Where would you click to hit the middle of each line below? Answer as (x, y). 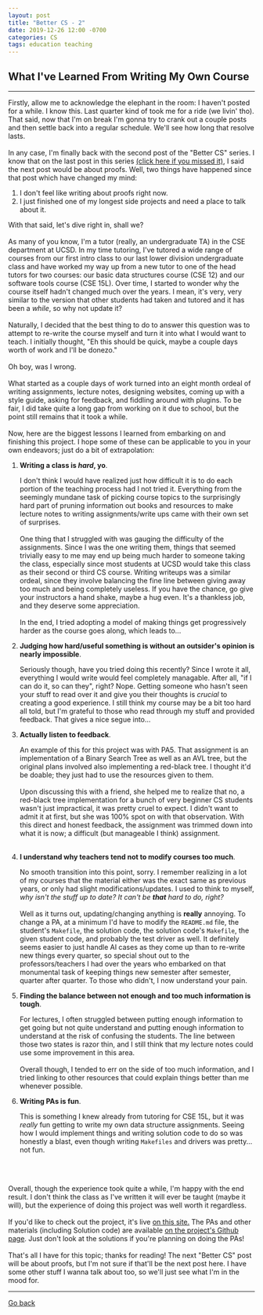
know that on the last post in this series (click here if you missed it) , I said (126, 161)
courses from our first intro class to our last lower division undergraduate (126, 258)
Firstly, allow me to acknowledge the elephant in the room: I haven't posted (129, 102)
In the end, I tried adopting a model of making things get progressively (133, 622)
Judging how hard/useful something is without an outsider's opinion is (137, 645)
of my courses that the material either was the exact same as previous (133, 880)
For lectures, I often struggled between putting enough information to (131, 1019)
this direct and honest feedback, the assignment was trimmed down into (136, 824)
